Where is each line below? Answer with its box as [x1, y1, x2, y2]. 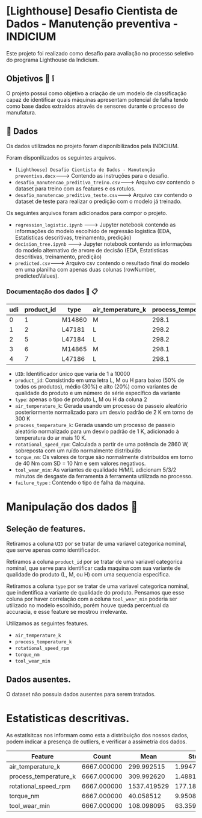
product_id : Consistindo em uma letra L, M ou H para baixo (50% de [14, 376, 185, 384]
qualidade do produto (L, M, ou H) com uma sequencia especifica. [6, 570, 171, 578]
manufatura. [6, 108, 37, 116]
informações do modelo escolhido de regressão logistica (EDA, [14, 227, 171, 234]
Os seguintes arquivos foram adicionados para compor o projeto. [6, 209, 168, 216]
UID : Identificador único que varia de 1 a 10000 [14, 370, 130, 377]
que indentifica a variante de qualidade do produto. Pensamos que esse [6, 589, 185, 596]
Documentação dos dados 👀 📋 [6, 287, 98, 296]
